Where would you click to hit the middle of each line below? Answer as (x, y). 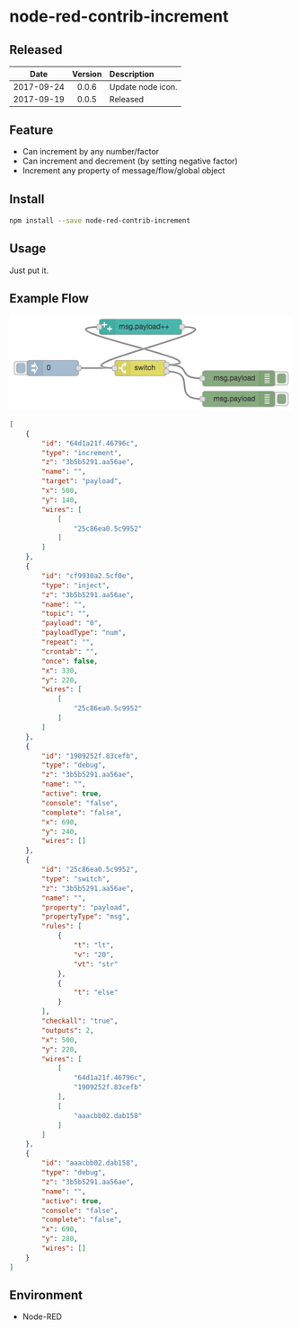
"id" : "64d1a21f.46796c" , (90, 443)
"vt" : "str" (96, 964)
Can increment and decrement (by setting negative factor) (130, 161)
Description (132, 74)
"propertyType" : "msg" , (86, 917)
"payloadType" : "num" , (84, 633)
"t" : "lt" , (94, 946)
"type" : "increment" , (82, 453)
